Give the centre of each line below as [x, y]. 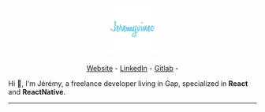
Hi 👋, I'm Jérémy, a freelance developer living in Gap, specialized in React [128, 84]
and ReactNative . [37, 92]
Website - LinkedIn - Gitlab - [132, 68]
